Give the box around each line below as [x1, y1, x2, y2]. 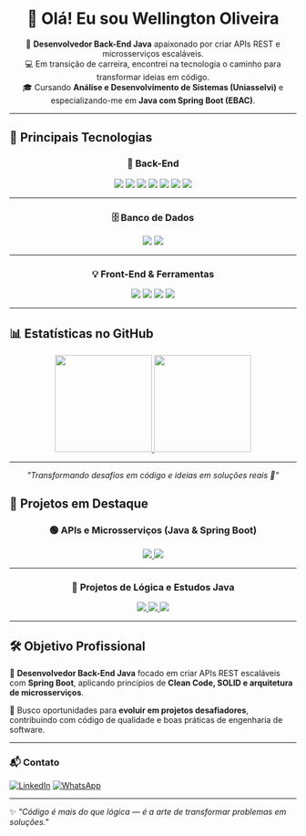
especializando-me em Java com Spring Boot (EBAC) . [50, 95, 256, 106]
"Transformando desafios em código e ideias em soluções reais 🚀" [26, 470, 280, 481]
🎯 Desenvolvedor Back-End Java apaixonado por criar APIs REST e [25, 38, 280, 49]
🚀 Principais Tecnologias [9, 130, 153, 145]
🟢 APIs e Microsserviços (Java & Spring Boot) [48, 524, 258, 537]
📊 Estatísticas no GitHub [9, 326, 154, 341]
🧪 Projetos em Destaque [9, 496, 148, 512]
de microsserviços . [9, 686, 85, 697]
